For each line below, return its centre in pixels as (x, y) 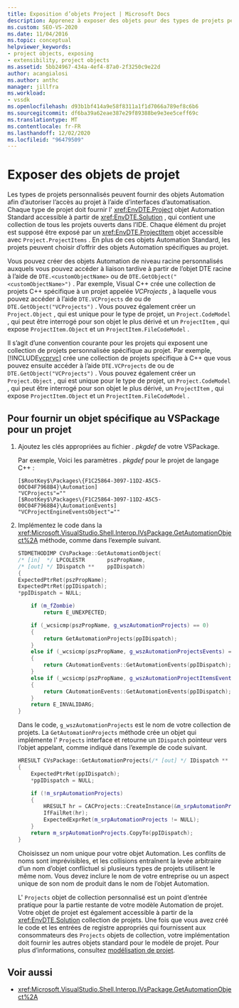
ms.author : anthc (33, 80)
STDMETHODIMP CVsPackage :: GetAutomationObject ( (89, 553)
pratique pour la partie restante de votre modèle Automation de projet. (121, 905)
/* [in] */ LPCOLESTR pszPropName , (81, 560)
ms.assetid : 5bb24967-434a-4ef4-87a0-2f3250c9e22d (84, 67)
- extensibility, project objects (59, 60)
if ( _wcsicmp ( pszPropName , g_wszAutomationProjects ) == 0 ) (120, 625)
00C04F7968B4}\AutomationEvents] (67, 506)
